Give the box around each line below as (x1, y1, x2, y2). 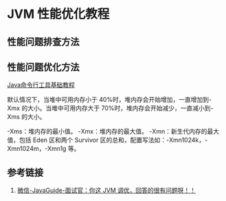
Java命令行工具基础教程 (7, 81, 76, 89)
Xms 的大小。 (7, 113, 46, 121)
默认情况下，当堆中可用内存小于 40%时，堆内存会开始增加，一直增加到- (7, 96, 212, 104)
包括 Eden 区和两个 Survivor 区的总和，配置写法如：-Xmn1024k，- (19, 136, 208, 145)
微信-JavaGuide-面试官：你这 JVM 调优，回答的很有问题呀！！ (16, 187, 196, 195)
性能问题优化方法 (7, 61, 80, 73)
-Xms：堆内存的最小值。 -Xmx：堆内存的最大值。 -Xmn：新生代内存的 (7, 127, 207, 136)
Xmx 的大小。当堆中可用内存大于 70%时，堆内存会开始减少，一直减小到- (7, 104, 214, 112)
